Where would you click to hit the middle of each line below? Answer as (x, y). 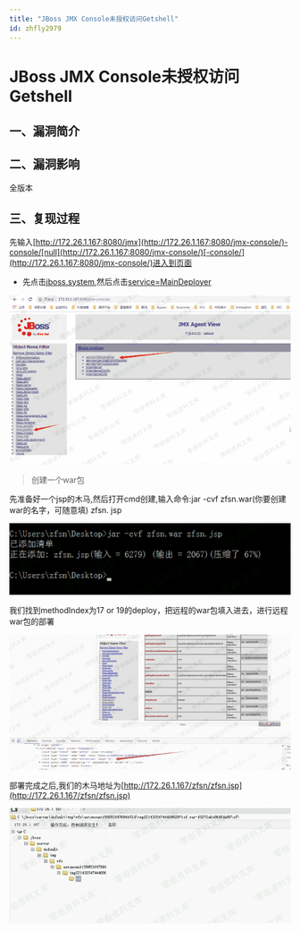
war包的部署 (32, 621)
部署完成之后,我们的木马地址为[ (67, 785)
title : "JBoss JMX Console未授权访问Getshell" (94, 19)
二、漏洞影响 (45, 164)
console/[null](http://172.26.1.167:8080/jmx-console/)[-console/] (127, 252)
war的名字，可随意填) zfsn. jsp (66, 509)
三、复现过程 (45, 219)
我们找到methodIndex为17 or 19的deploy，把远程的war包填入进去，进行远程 (149, 610)
